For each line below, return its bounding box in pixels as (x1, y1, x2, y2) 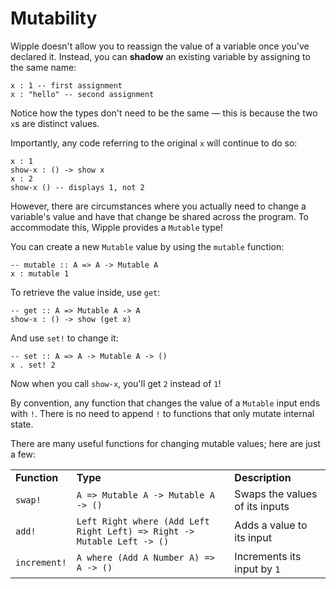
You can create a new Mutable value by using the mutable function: (10, 240, 285, 252)
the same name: (10, 61, 77, 73)
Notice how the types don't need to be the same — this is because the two (10, 107, 318, 119)
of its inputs (234, 499, 290, 513)
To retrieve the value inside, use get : (10, 286, 161, 298)
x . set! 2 (10, 360, 56, 370)
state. (10, 418, 34, 430)
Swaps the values (234, 487, 318, 501)
